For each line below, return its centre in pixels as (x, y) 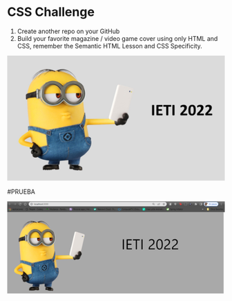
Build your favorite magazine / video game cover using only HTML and (117, 38)
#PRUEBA (21, 192)
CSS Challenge (51, 12)
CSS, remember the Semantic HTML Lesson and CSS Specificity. (109, 46)
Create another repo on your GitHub (68, 31)
